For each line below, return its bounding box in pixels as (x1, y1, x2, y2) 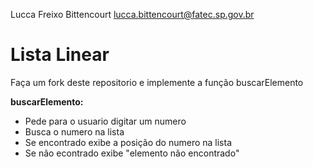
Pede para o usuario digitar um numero (24, 115, 187, 127)
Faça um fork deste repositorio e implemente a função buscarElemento (10, 76, 304, 88)
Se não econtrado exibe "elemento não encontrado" (24, 147, 240, 159)
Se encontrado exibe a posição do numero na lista (24, 136, 233, 148)
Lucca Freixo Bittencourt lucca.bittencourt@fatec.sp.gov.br (10, 9, 255, 20)
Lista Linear (10, 44, 110, 66)
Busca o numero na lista (24, 125, 125, 138)
